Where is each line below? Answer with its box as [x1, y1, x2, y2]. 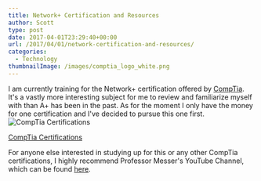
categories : [8, 48, 47, 56]
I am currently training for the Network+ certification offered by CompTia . [8, 84, 245, 93]
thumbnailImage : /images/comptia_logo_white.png [8, 63, 170, 71]
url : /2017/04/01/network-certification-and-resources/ [8, 41, 194, 49]
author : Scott [8, 19, 55, 27]
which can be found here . [8, 164, 92, 173]
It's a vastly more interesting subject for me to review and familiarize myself [8, 92, 252, 102]
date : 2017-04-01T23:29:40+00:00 [8, 33, 118, 42]
